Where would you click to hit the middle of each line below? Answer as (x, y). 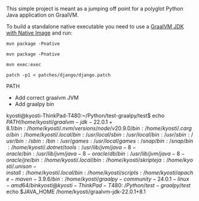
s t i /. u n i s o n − (22, 166)
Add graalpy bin (34, 104)
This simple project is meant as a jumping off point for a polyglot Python (95, 9)
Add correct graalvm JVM (47, 98)
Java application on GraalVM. (42, 15)
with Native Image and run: (39, 33)
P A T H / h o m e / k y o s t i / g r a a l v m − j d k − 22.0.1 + (59, 122)
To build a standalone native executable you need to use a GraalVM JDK (95, 27)
